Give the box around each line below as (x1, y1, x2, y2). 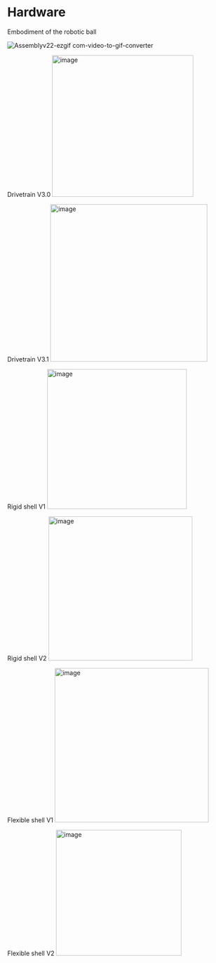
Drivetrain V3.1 (7, 355, 49, 363)
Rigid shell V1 (7, 502, 46, 511)
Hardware (7, 4, 66, 20)
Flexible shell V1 (7, 815, 54, 824)
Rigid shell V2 (7, 653, 47, 662)
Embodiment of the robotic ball (7, 27, 97, 36)
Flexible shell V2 (7, 949, 55, 957)
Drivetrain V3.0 (7, 190, 51, 198)
